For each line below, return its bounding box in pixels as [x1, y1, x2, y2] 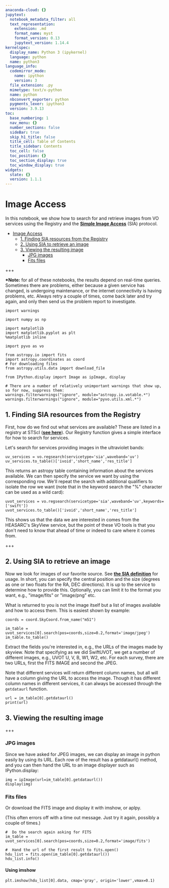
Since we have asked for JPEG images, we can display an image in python [5, 751, 160, 757]
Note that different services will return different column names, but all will [5, 669, 158, 675]
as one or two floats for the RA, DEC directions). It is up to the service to [5, 581, 156, 587]
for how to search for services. [5, 435, 70, 441]
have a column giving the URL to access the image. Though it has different [5, 675, 161, 681]
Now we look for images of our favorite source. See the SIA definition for [5, 570, 158, 577]
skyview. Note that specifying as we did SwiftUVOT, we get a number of [5, 649, 155, 655]
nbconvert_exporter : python [10, 97, 69, 102]
